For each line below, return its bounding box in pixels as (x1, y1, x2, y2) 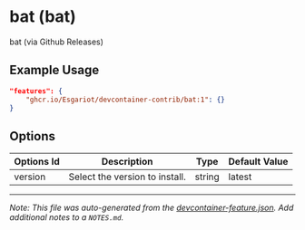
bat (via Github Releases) (9, 36, 104, 47)
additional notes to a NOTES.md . (9, 212, 124, 223)
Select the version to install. (68, 170, 186, 183)
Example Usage (9, 62, 100, 78)
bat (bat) (9, 6, 77, 27)
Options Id (14, 156, 61, 168)
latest (228, 170, 252, 183)
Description (101, 156, 153, 168)
